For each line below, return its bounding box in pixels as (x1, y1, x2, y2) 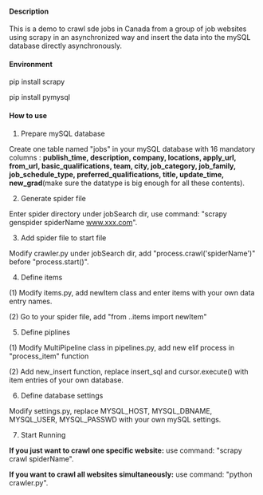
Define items (20, 272, 63, 282)
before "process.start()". (9, 256, 90, 267)
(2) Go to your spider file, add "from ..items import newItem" (9, 311, 207, 321)
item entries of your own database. (9, 375, 124, 385)
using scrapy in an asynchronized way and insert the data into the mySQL (9, 33, 251, 42)
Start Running (20, 430, 66, 439)
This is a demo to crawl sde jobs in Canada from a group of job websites (9, 24, 247, 34)
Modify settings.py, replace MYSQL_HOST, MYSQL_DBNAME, (9, 406, 213, 415)
